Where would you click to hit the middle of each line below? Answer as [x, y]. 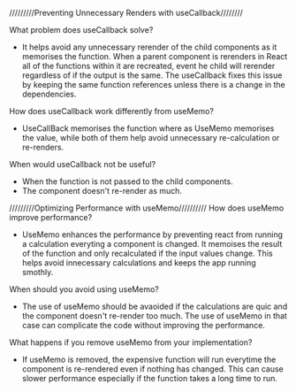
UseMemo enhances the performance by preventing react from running [152, 234]
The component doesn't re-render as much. [102, 191]
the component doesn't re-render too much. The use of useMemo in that [154, 316]
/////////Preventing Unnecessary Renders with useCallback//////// [126, 13]
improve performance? [51, 217]
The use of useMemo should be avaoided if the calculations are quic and [155, 306]
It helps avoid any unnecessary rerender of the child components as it [149, 47]
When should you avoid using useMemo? [84, 289]
